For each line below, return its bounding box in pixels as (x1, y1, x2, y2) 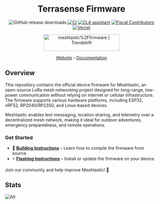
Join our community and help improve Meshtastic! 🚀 (5, 167, 109, 173)
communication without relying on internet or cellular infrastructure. (18, 92, 154, 98)
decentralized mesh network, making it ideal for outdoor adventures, (5, 117, 142, 123)
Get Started (5, 134, 33, 141)
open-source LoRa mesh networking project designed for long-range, (5, 87, 144, 93)
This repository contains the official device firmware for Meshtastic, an (5, 81, 146, 88)
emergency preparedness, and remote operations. (5, 122, 106, 128)
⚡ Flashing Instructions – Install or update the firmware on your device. (12, 156, 156, 162)
